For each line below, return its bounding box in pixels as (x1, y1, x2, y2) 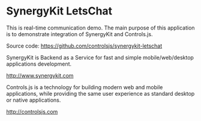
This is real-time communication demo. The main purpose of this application (6, 24, 195, 31)
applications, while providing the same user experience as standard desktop (6, 90, 195, 97)
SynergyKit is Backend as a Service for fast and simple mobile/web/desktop (6, 54, 194, 61)
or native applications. (6, 96, 61, 104)
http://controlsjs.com (6, 108, 58, 115)
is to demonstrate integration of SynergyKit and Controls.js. (6, 30, 153, 37)
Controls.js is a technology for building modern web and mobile (6, 83, 163, 91)
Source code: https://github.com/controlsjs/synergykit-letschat (6, 42, 163, 49)
